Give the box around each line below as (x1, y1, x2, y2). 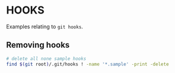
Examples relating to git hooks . (6, 23, 83, 30)
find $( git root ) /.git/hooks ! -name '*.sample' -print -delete (6, 61, 169, 67)
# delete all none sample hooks (6, 55, 86, 62)
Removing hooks (6, 40, 70, 50)
